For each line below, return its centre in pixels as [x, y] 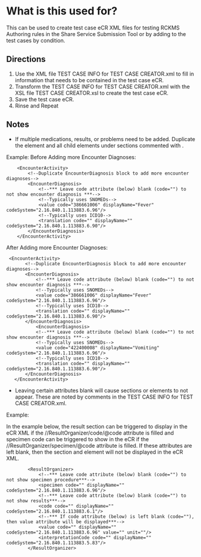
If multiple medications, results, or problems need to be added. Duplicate [105, 139]
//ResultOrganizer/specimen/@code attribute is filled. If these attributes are [99, 445]
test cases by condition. [36, 40]
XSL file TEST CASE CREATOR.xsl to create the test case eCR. [92, 93]
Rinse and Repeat [37, 106]
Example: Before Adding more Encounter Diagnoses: [71, 157]
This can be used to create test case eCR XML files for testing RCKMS [93, 28]
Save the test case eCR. [44, 99]
